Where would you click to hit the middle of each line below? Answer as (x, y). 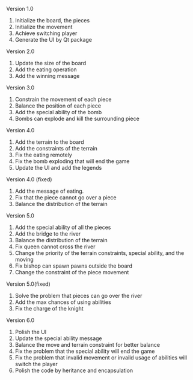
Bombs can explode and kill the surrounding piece (77, 118)
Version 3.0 (20, 88)
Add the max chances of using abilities (63, 302)
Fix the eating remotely (43, 155)
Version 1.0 (20, 9)
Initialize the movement (44, 27)
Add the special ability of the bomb (58, 112)
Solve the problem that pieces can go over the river (78, 296)
